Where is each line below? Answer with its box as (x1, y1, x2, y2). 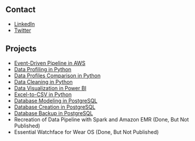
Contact (5, 5, 36, 15)
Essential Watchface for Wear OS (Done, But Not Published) (14, 128, 159, 135)
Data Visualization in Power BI (14, 84, 86, 91)
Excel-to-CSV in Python (14, 91, 72, 98)
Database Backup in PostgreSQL (14, 109, 93, 117)
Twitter (14, 27, 32, 34)
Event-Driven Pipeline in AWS (14, 59, 86, 67)
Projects (5, 44, 37, 54)
